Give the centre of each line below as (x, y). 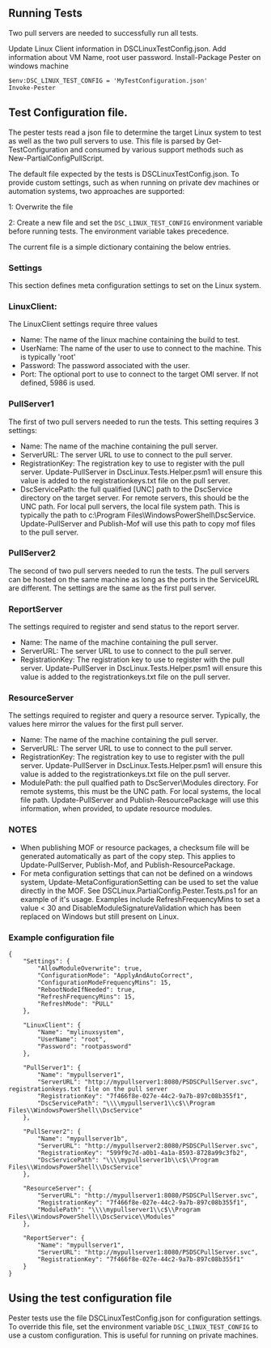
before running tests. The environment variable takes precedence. (119, 231)
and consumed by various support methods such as (157, 149)
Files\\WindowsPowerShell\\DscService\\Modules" (92, 1217)
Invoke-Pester (32, 88)
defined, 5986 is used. (57, 383)
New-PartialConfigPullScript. (56, 158)
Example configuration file (61, 938)
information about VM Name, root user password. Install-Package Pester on (135, 57)
